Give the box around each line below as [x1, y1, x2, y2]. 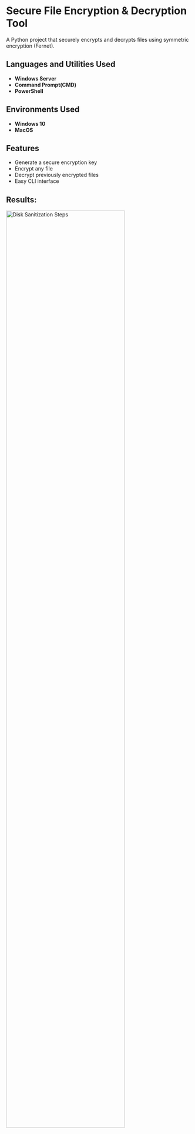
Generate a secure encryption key [14, 159, 97, 166]
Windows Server [14, 75, 57, 82]
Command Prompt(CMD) [14, 81, 77, 88]
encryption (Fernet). [6, 42, 55, 49]
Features [6, 143, 39, 153]
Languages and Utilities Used [6, 59, 116, 69]
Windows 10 [14, 120, 46, 127]
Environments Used [6, 105, 80, 115]
